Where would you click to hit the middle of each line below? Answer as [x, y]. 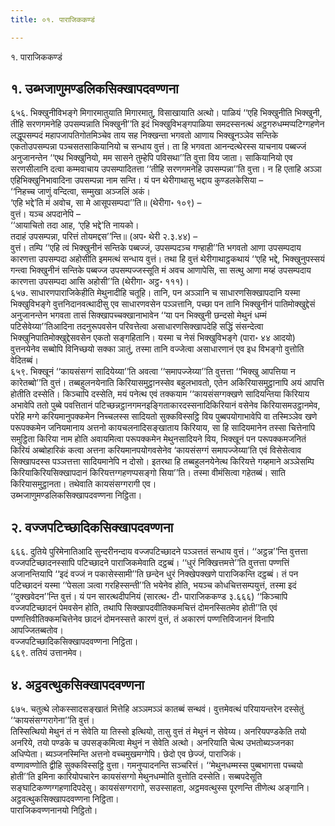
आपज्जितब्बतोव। [37, 630]
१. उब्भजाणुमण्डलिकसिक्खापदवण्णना [94, 89]
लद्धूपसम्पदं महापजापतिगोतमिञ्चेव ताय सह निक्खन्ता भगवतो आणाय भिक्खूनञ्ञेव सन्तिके [144, 135]
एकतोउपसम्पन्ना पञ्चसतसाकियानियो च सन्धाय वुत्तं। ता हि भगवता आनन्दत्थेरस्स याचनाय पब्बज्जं [158, 147]
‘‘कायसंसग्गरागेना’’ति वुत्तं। [52, 720]
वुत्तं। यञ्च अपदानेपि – [45, 214]
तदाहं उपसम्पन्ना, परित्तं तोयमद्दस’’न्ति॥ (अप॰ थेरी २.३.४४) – [104, 237]
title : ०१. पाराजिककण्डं [52, 19]
